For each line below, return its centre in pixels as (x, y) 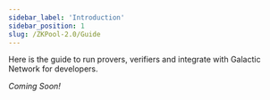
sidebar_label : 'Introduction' (67, 17)
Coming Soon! (35, 87)
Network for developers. (54, 69)
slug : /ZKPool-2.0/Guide (55, 34)
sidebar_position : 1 (47, 26)
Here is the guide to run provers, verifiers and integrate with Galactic (135, 60)
